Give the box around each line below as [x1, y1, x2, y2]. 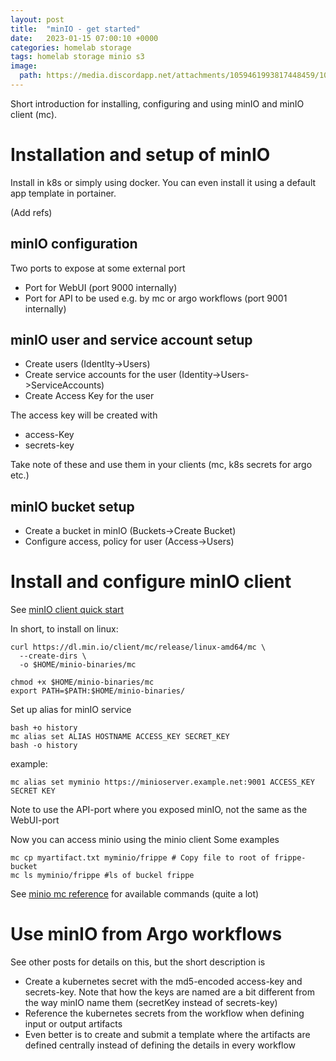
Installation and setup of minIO [10, 144, 271, 166]
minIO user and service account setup [10, 332, 253, 349]
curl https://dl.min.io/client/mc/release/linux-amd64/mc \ [10, 642, 267, 653]
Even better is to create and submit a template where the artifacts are [24, 1029, 311, 1041]
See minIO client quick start [10, 604, 125, 616]
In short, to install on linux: [10, 623, 119, 635]
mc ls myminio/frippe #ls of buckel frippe [10, 871, 195, 881]
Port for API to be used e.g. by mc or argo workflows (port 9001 [24, 292, 288, 304]
